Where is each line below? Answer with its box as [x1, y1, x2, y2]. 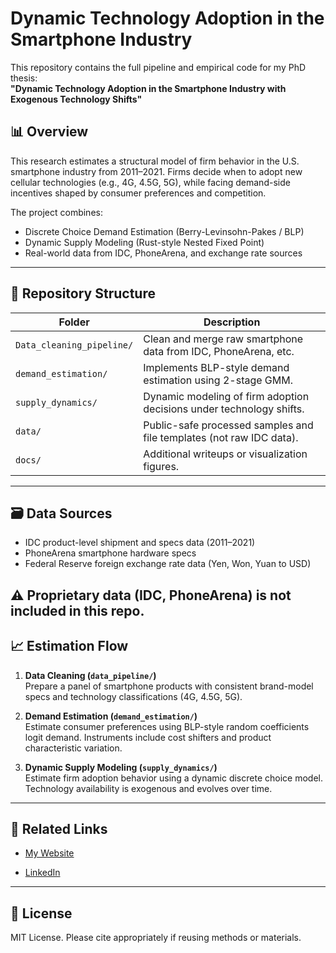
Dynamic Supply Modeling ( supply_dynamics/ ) [24, 761, 218, 773]
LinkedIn [24, 867, 61, 879]
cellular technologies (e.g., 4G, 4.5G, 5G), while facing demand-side [10, 176, 291, 188]
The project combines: [10, 206, 103, 218]
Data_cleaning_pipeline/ [15, 339, 134, 351]
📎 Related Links [10, 820, 108, 837]
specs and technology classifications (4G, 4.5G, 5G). [24, 690, 243, 702]
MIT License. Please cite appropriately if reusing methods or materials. [10, 932, 302, 944]
